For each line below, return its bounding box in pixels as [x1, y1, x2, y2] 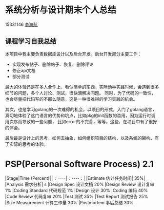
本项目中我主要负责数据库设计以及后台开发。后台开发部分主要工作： [5, 51, 142, 57]
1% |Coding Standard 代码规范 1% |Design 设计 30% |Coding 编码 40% [5, 187, 148, 193]
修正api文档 [12, 67, 36, 73]
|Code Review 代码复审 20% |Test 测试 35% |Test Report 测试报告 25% [5, 193, 148, 199]
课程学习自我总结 [5, 37, 57, 45]
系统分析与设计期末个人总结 [5, 4, 117, 16]
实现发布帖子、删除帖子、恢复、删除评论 [12, 61, 94, 67]
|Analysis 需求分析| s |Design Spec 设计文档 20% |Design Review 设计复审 [5, 181, 155, 187]
